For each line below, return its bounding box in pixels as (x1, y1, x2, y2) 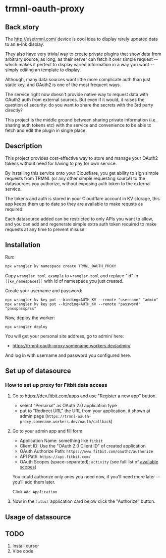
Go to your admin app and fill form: (12, 428, 84, 434)
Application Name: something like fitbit (19, 438, 103, 444)
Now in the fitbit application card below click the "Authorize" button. (12, 498, 156, 504)
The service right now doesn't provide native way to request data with (5, 92, 149, 97)
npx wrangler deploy (5, 324, 48, 329)
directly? (5, 108, 23, 113)
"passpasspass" (5, 306, 37, 311)
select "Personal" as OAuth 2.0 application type (19, 403, 117, 409)
